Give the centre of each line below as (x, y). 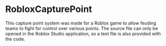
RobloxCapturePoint (49, 9)
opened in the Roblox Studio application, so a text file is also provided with (83, 33)
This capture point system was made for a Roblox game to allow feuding (81, 23)
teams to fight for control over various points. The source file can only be (82, 28)
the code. (15, 39)
